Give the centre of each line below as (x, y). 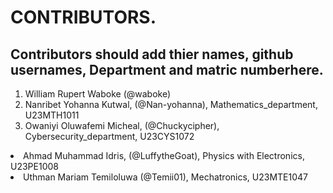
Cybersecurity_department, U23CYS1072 (109, 136)
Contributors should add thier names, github (152, 54)
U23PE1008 (34, 166)
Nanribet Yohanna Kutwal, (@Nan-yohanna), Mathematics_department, (171, 104)
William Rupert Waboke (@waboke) (98, 94)
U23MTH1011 (52, 115)
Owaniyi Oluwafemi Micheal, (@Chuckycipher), (122, 125)
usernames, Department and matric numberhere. (167, 69)
